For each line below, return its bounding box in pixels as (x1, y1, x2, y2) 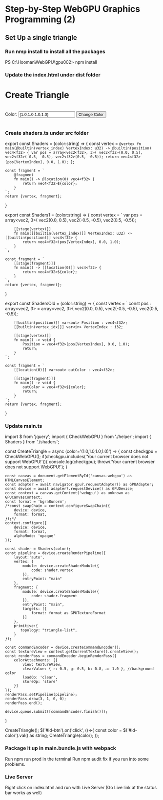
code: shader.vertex (31, 568, 73, 573)
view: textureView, (22, 662, 62, 667)
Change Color (78, 112, 104, 117)
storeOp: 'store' (22, 679, 58, 684)
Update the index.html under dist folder (5, 71, 101, 78)
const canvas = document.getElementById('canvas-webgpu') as (5, 474, 132, 479)
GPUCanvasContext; (5, 495, 42, 500)
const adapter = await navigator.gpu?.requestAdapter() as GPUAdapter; (5, 482, 154, 487)
